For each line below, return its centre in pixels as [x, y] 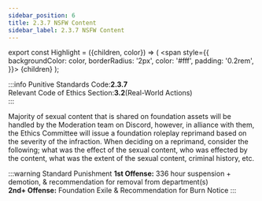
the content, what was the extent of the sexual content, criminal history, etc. [131, 158]
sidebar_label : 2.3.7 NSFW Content [66, 30]
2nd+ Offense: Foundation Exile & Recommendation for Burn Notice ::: [122, 191]
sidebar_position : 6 [42, 15]
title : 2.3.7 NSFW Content [52, 23]
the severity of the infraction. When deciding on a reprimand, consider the [129, 142]
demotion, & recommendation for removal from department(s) [108, 182]
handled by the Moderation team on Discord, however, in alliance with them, [131, 125]
